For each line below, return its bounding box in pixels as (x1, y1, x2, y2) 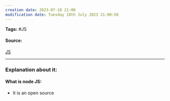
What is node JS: (5, 79, 42, 85)
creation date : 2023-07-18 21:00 (5, 7, 76, 13)
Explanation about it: (5, 66, 57, 73)
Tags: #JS (5, 26, 27, 32)
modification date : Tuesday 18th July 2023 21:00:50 (5, 12, 119, 17)
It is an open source (12, 89, 54, 96)
